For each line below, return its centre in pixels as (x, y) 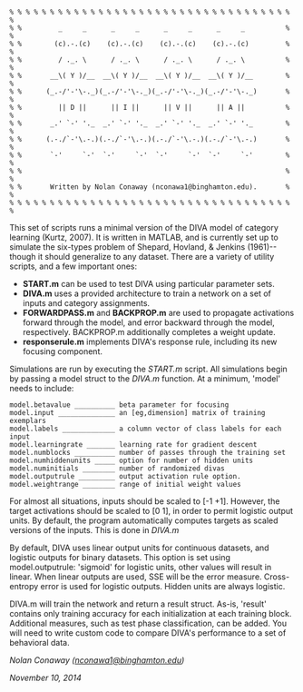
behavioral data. (39, 643)
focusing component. (62, 351)
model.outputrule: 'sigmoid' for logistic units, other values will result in (141, 567)
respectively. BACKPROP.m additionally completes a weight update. (149, 332)
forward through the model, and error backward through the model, (148, 322)
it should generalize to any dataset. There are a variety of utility (156, 257)
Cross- (277, 577)
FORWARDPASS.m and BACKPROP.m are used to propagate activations (158, 313)
